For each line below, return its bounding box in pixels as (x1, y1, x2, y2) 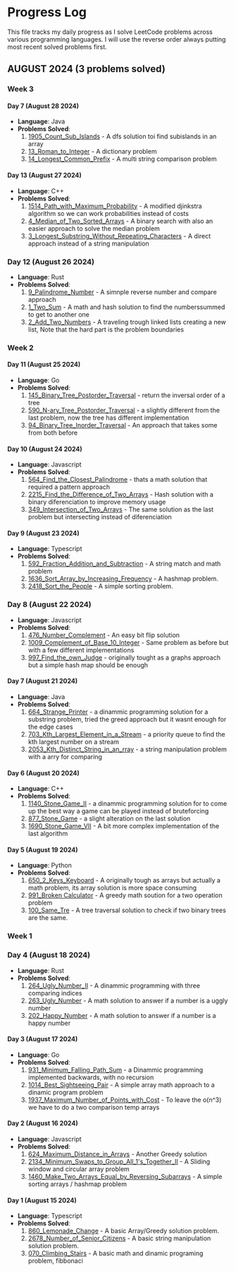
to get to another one (27, 310, 89, 318)
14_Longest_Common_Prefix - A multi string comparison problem (27, 155, 217, 163)
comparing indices (27, 988, 82, 997)
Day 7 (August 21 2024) (7, 677, 78, 685)
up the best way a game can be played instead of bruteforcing (27, 807, 209, 816)
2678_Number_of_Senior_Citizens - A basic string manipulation (27, 1234, 211, 1242)
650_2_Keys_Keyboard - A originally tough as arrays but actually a (27, 876, 221, 885)
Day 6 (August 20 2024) (7, 768, 80, 777)
